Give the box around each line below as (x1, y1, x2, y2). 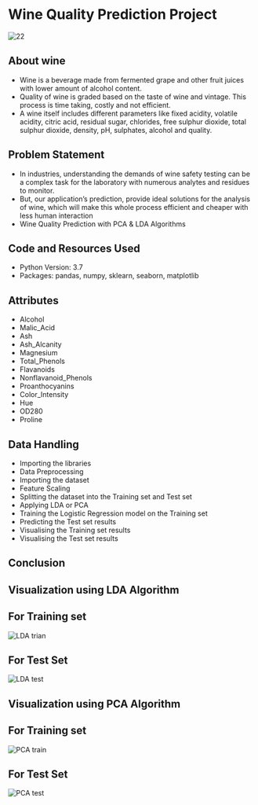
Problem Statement (8, 148, 105, 162)
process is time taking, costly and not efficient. (19, 100, 171, 109)
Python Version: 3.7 (19, 263, 84, 272)
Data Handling (8, 438, 80, 451)
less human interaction (19, 211, 93, 220)
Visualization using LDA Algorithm (8, 583, 180, 597)
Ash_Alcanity (19, 340, 62, 349)
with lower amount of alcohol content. (19, 83, 143, 93)
